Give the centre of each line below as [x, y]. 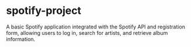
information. [21, 39]
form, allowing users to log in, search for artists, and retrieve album [87, 32]
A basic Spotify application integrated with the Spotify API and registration [96, 27]
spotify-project [44, 11]
